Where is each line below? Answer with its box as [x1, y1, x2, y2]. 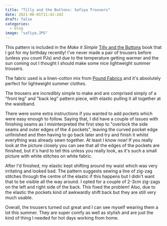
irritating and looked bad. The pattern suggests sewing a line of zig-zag [5, 168, 153, 174]
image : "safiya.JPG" [5, 30, 48, 35]
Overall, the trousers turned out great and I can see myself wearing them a [5, 204, 159, 210]
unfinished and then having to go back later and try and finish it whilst [5, 132, 149, 137]
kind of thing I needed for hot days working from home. [5, 215, 119, 220]
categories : [5, 21, 30, 26]
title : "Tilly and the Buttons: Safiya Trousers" [5, 7, 111, 12]
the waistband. [5, 101, 36, 106]
